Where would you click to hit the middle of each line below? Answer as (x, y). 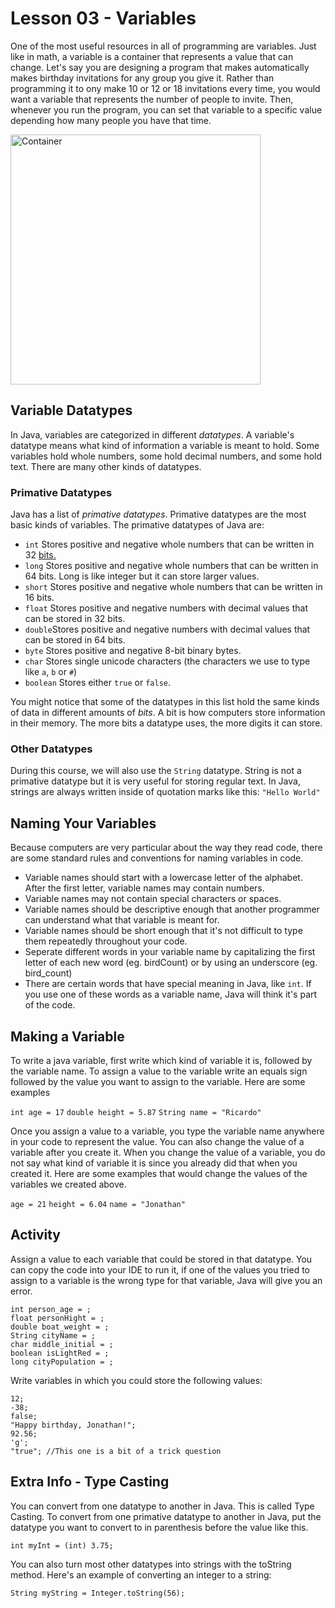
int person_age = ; (51, 1309)
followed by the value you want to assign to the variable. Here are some (158, 1081)
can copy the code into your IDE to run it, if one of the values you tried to (160, 1269)
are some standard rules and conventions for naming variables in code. (157, 858)
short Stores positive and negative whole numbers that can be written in (173, 587)
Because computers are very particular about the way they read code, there (166, 848)
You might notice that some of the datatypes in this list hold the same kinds (165, 702)
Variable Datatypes (71, 410)
